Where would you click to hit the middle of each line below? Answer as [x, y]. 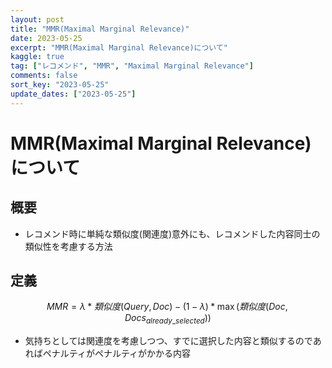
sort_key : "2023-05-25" [60, 85]
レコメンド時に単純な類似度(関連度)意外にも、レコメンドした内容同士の [172, 233]
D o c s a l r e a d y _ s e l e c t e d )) [168, 319]
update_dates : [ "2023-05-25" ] [73, 94]
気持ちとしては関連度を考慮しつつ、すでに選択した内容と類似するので [168, 341]
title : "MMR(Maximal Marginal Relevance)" [100, 29]
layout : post [37, 19]
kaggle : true [37, 57]
